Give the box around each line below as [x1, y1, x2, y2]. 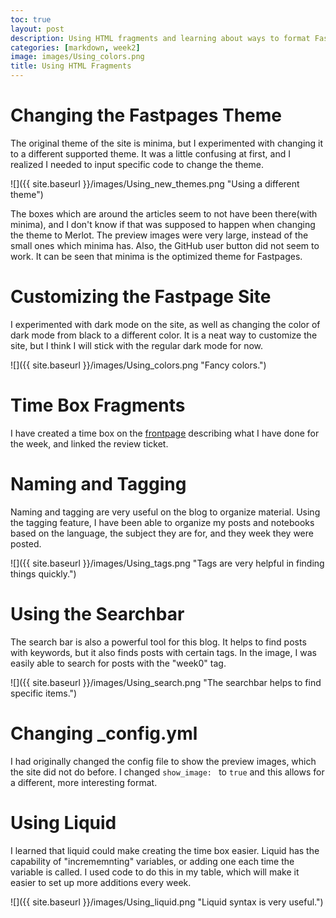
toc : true [10, 14, 52, 25]
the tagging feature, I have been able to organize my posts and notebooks [10, 516, 315, 528]
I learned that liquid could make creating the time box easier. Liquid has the [10, 844, 320, 856]
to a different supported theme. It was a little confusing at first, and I [10, 147, 291, 160]
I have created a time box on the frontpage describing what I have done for [10, 427, 320, 439]
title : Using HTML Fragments [10, 61, 132, 71]
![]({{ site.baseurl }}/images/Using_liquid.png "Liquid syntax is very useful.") [10, 896, 324, 908]
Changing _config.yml [10, 722, 198, 745]
